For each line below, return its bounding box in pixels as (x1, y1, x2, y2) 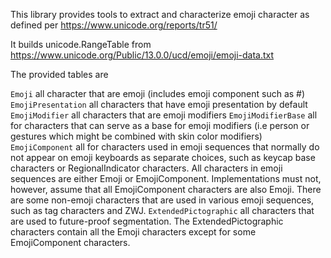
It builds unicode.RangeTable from (10, 39, 152, 50)
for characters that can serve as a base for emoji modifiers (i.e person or (10, 120, 310, 131)
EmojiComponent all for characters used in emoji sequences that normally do (10, 141, 320, 153)
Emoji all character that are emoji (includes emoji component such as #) (10, 88, 306, 99)
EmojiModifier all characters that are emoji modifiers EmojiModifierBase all (10, 109, 318, 121)
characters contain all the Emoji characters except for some (10, 226, 257, 238)
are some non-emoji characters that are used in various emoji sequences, (10, 194, 315, 206)
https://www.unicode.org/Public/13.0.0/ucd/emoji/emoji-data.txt (10, 49, 275, 61)
